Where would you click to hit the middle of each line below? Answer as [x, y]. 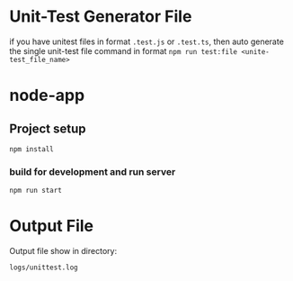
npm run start [36, 191]
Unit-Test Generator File [101, 17]
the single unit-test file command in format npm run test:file [124, 50]
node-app [47, 95]
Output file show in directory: [63, 251]
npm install [31, 149]
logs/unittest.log [44, 267]
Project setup [48, 128]
